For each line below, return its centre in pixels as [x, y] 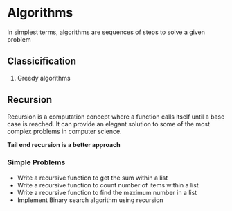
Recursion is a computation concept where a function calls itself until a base [116, 117]
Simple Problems [36, 162]
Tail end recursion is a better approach [64, 144]
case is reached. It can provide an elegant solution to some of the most [108, 124]
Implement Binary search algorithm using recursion [90, 200]
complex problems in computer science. [65, 131]
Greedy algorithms [44, 78]
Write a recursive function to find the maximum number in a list [107, 192]
